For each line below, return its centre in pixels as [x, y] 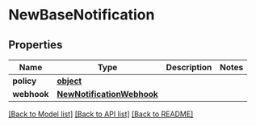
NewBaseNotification [82, 15]
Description [189, 67]
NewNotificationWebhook [107, 94]
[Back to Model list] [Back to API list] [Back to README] [101, 114]
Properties [36, 45]
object [69, 81]
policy [25, 81]
